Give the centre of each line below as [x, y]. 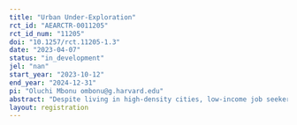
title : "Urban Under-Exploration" [73, 17]
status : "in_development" [57, 58]
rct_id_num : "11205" [47, 33]
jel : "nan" [29, 67]
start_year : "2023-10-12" [57, 75]
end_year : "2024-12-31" [53, 83]
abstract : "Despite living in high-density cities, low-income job [136, 99]
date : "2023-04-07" [45, 50]
